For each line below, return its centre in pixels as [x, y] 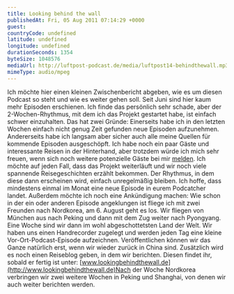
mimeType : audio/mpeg [39, 72]
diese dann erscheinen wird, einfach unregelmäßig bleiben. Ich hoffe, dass [114, 180]
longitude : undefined [39, 46]
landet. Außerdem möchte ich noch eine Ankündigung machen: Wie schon [114, 195]
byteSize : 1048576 [34, 59]
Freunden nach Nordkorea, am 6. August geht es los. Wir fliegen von [106, 210]
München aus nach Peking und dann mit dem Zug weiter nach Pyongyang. [114, 217]
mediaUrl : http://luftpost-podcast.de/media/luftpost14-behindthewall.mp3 [118, 65]
